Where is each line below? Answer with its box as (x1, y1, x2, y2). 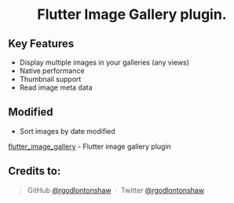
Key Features (8, 37, 75, 50)
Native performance (19, 66, 85, 76)
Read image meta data (19, 83, 93, 92)
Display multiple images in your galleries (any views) (19, 57, 190, 67)
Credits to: (8, 164, 61, 178)
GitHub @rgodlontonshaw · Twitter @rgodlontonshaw (27, 185, 205, 194)
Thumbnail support (19, 75, 82, 83)
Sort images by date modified (19, 126, 115, 135)
